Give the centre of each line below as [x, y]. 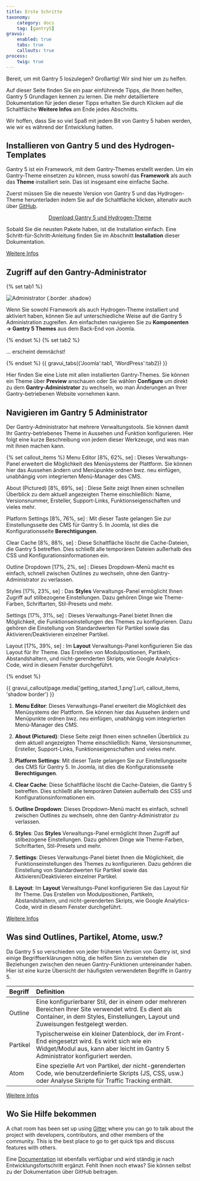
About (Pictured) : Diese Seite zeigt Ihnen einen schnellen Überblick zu [102, 736]
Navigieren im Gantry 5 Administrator [77, 413]
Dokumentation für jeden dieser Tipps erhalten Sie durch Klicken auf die [95, 102]
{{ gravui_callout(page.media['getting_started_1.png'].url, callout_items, [93, 688]
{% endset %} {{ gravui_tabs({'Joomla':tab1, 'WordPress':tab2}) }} [87, 363]
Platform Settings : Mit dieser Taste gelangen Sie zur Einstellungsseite [101, 760]
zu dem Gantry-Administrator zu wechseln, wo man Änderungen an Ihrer [97, 387]
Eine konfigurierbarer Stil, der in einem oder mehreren [111, 1002]
